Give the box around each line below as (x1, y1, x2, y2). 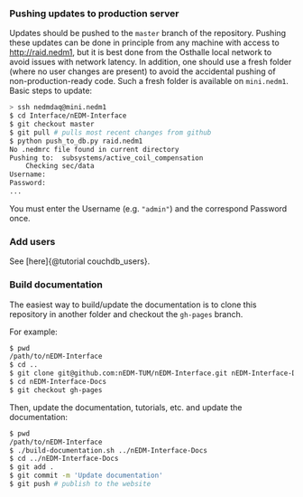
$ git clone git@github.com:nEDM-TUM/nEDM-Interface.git (9, 369, 228, 378)
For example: (9, 326, 59, 337)
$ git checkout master (9, 120, 95, 129)
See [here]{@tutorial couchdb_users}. (9, 256, 151, 267)
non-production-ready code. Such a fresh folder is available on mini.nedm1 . (9, 76, 289, 87)
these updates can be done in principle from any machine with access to (9, 37, 280, 48)
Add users (9, 235, 56, 248)
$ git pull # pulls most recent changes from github (9, 127, 212, 137)
